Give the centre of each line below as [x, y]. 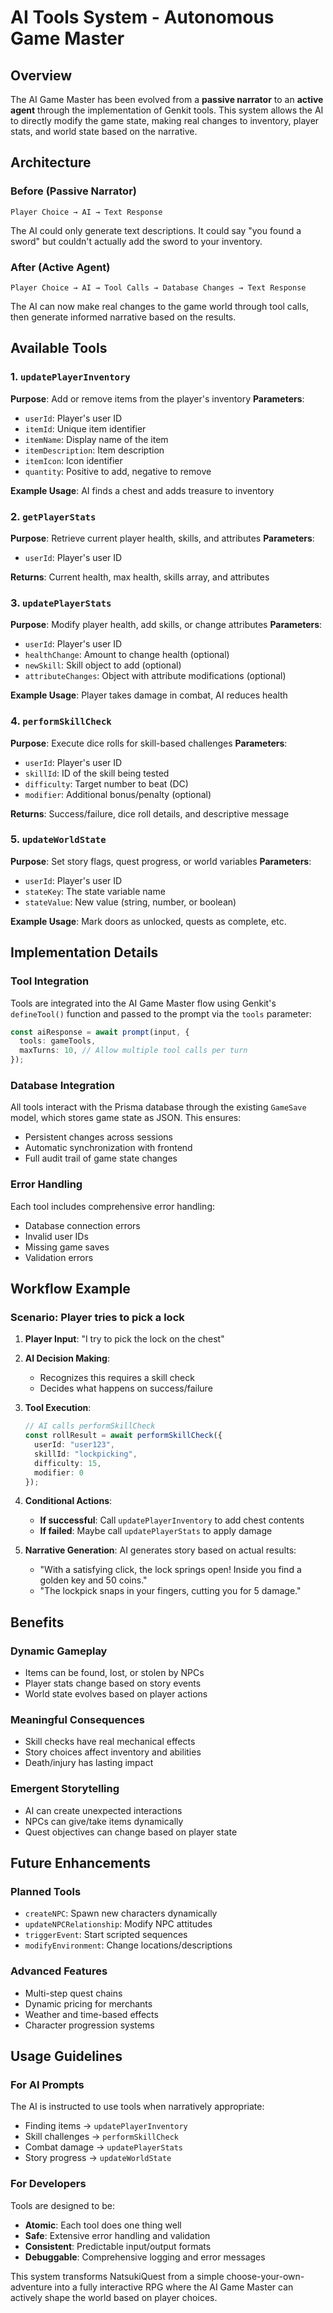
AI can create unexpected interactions [103, 1810]
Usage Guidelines [66, 2056]
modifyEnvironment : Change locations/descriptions [128, 1945]
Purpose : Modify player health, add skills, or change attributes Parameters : [166, 625]
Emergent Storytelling [65, 1789]
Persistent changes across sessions [98, 1137]
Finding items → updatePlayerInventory [106, 2126]
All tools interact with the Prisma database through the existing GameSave [158, 1107]
